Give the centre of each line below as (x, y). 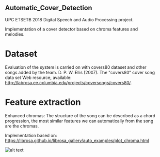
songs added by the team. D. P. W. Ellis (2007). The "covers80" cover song (80, 72)
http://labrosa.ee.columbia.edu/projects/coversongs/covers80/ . (69, 82)
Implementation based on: (31, 135)
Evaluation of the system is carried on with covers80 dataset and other (76, 67)
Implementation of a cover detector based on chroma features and (72, 29)
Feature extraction (43, 102)
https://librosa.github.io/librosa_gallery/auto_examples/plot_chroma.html (77, 141)
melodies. (15, 34)
